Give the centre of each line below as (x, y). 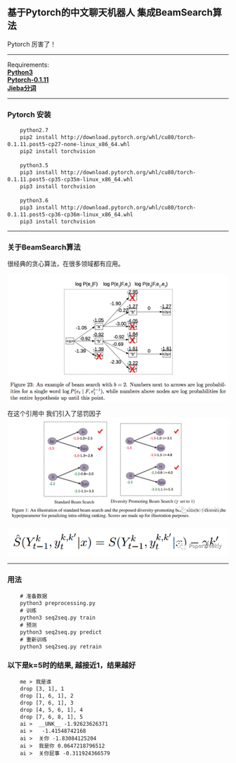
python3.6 (34, 201)
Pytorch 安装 (29, 115)
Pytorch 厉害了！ (32, 44)
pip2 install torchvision (58, 152)
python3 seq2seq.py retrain (61, 646)
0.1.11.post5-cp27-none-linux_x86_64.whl (69, 145)
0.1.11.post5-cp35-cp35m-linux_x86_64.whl (70, 180)
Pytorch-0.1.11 (28, 79)
